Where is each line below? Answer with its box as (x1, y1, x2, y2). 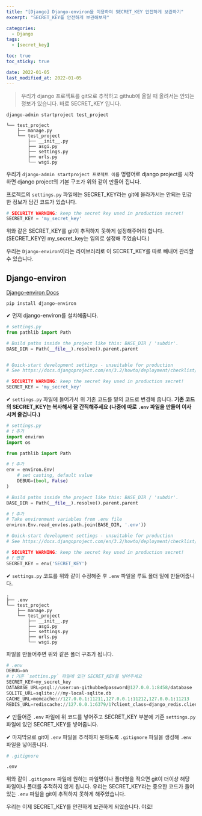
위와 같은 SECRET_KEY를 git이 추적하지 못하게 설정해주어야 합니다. (6, 227, 164, 235)
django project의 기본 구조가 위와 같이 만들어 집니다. (17, 178, 141, 185)
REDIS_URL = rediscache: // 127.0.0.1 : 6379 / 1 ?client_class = (6, 701, 149, 707)
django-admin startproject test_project (6, 112, 109, 118)
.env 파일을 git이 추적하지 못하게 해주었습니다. (17, 790, 126, 797)
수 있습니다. (6, 255, 34, 262)
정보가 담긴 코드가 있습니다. (12, 198, 77, 205)
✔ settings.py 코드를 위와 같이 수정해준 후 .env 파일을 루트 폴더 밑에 (6, 572, 170, 579)
